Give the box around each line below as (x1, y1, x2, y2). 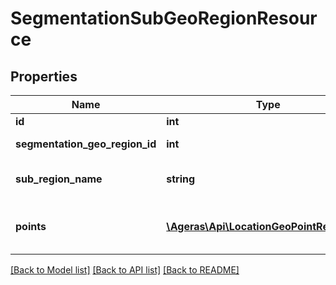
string (166, 172, 196, 186)
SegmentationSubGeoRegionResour (10, 7, 318, 30)
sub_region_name (15, 172, 103, 186)
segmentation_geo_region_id (15, 137, 157, 151)
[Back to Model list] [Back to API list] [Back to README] (10, 264, 240, 276)
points (15, 220, 47, 233)
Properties (10, 68, 78, 85)
